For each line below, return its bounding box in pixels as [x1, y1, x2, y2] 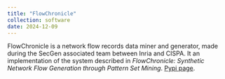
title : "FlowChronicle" [7, 10, 77, 17]
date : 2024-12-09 [7, 23, 58, 30]
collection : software [7, 17, 71, 24]
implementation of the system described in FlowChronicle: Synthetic [7, 57, 205, 65]
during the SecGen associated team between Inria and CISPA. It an [7, 49, 200, 58]
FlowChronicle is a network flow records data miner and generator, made [7, 42, 219, 51]
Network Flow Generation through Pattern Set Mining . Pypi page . [7, 64, 196, 73]
